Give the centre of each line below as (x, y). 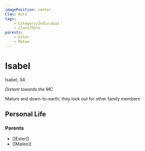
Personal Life (26, 114)
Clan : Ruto (16, 14)
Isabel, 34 (15, 80)
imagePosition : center (28, 10)
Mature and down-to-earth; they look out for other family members (73, 98)
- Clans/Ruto (27, 28)
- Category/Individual (37, 23)
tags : (11, 19)
